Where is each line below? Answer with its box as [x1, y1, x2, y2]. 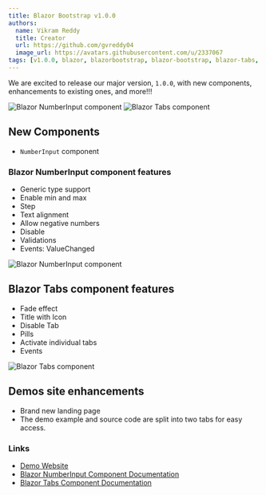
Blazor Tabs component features [8, 283, 175, 296]
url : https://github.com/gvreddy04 [15, 42, 134, 49]
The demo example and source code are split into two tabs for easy [19, 414, 243, 424]
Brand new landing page [19, 406, 101, 415]
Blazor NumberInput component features [8, 166, 172, 177]
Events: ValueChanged [19, 244, 95, 253]
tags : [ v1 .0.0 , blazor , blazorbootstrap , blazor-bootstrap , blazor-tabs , [8, 57, 260, 65]
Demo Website [19, 461, 69, 470]
